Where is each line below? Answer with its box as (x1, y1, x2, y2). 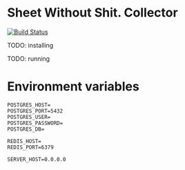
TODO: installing (7, 41, 54, 49)
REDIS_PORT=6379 (7, 144, 54, 151)
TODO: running (7, 54, 50, 63)
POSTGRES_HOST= (7, 102, 51, 108)
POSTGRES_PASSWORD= (7, 120, 64, 126)
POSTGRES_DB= (7, 126, 45, 133)
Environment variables (7, 79, 139, 95)
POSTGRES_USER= (7, 113, 51, 120)
